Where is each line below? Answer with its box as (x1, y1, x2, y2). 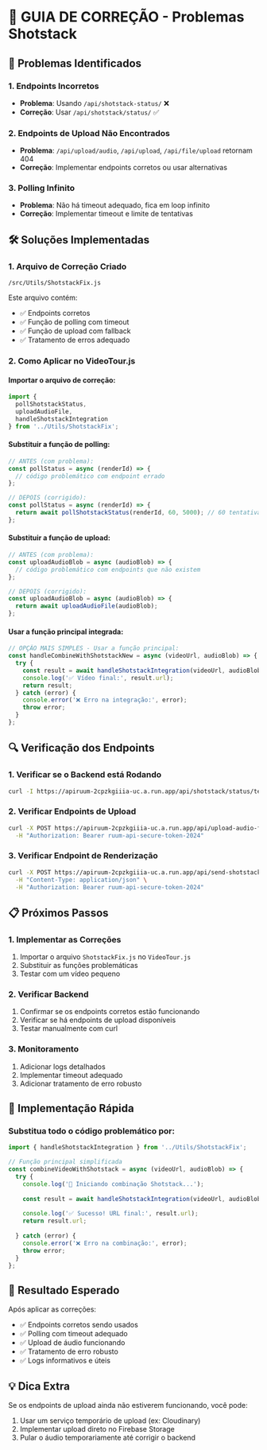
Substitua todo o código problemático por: (8, 1125, 175, 1137)
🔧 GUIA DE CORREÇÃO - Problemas (8, 8, 245, 26)
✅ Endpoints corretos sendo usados (19, 1320, 139, 1330)
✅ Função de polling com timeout (19, 317, 130, 327)
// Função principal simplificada (8, 1158, 123, 1166)
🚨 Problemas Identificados (8, 56, 141, 70)
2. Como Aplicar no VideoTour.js (8, 356, 136, 367)
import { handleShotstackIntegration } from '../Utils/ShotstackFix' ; (8, 1144, 247, 1152)
